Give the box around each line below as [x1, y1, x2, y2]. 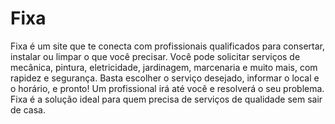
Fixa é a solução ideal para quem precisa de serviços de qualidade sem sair [10, 93, 323, 105]
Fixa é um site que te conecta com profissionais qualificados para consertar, [10, 40, 325, 52]
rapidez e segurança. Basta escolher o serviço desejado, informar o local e [10, 72, 320, 84]
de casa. [10, 103, 46, 116]
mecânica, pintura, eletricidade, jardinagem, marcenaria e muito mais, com [10, 61, 318, 73]
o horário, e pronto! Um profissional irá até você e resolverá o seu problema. [10, 82, 325, 94]
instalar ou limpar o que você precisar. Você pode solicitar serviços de [10, 50, 301, 62]
